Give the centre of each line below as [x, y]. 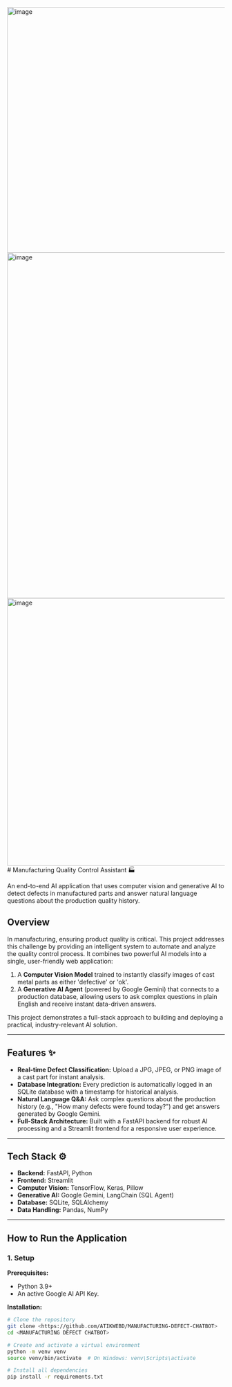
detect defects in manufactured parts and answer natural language [102, 893]
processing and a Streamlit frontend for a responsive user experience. [117, 1128]
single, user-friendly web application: [60, 961]
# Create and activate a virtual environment [74, 1345]
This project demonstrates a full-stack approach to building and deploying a [115, 1017]
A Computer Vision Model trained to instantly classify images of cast [116, 974]
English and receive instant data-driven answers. [87, 1004]
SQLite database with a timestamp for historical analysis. [98, 1092]
